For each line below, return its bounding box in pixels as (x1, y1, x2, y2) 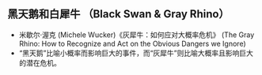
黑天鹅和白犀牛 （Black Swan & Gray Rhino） (7, 7, 230, 21)
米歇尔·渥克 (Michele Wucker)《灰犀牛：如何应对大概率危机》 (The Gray (18, 30, 255, 39)
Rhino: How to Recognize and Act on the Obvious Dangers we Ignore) (18, 39, 246, 48)
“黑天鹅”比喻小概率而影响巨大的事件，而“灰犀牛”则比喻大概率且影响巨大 (18, 48, 254, 58)
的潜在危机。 (18, 58, 61, 67)
